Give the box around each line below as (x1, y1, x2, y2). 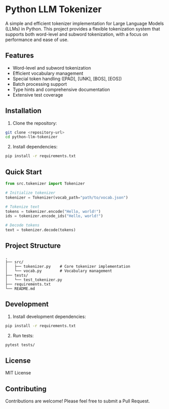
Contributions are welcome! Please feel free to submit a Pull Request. (5, 398, 150, 404)
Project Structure (5, 241, 61, 250)
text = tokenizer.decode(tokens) (5, 228, 76, 233)
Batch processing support (12, 81, 67, 87)
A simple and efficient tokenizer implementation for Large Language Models (5, 20, 164, 26)
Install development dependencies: (12, 313, 86, 320)
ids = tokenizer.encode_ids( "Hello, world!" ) (5, 213, 103, 219)
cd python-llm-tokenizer (5, 135, 58, 140)
